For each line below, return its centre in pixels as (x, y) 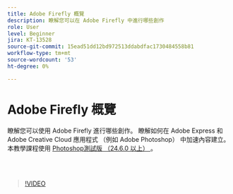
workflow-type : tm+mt (39, 54)
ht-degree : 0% (28, 66)
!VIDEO (35, 183)
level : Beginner (31, 34)
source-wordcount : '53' (42, 60)
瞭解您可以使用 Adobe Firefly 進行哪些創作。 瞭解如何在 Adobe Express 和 (115, 131)
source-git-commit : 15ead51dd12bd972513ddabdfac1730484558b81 (101, 47)
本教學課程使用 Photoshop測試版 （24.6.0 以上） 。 (82, 148)
